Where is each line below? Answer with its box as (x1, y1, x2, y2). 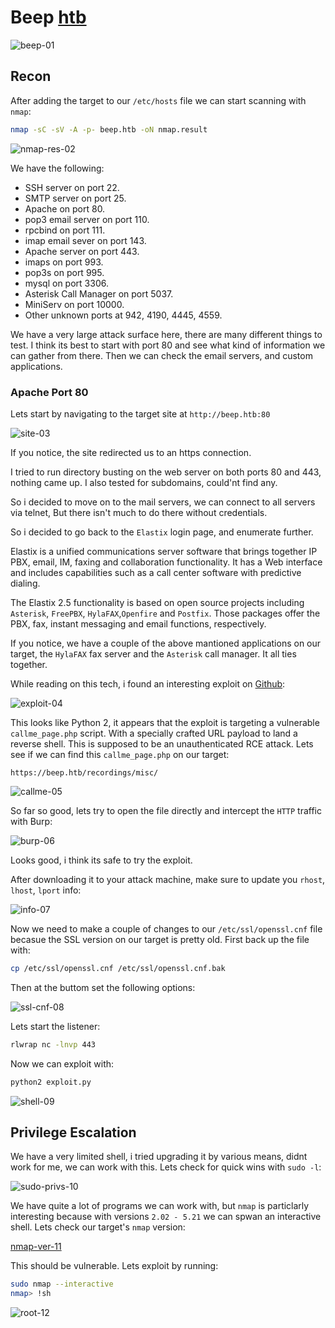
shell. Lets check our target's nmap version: (10, 1221, 186, 1233)
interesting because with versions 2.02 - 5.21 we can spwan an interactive (10, 1211, 322, 1223)
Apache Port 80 (10, 385, 89, 399)
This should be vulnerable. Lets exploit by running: (10, 1260, 219, 1272)
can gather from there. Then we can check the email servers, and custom (10, 349, 313, 361)
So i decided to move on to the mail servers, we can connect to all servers (10, 496, 316, 508)
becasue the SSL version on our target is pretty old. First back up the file (10, 933, 310, 945)
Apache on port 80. (24, 202, 106, 215)
